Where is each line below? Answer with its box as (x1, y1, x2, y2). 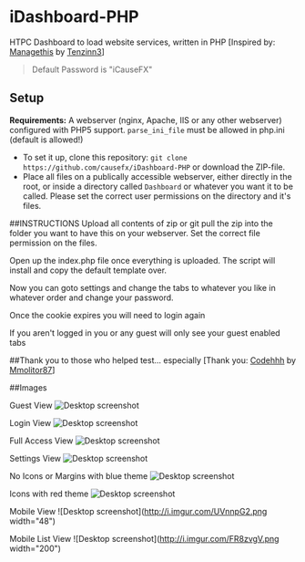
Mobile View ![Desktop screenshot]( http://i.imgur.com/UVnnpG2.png (9, 505, 268, 516)
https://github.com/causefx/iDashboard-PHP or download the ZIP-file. (22, 161, 286, 172)
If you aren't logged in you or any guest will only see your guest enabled (9, 327, 280, 338)
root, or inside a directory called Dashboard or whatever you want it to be (22, 181, 294, 192)
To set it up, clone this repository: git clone (22, 151, 188, 162)
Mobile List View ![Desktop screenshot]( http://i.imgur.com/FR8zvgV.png (9, 533, 280, 544)
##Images (9, 381, 47, 393)
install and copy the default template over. (9, 265, 167, 276)
